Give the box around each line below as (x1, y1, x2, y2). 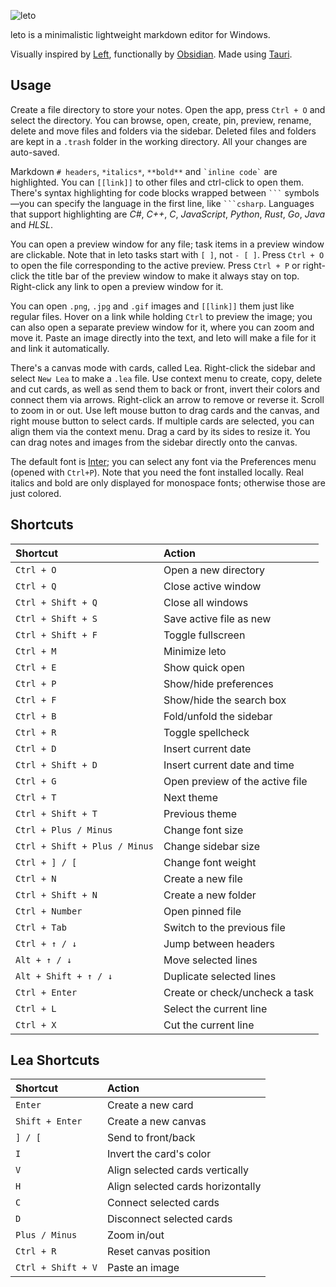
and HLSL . (10, 218, 53, 230)
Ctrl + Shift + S (15, 613, 98, 624)
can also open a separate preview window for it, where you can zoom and (10, 321, 315, 333)
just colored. (10, 487, 62, 499)
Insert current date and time (163, 758, 295, 772)
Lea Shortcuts (10, 1052, 100, 1069)
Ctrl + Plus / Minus (15, 824, 113, 835)
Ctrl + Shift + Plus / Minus (15, 840, 154, 852)
